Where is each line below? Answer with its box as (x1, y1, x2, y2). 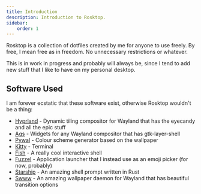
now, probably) (14, 162, 53, 169)
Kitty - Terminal (14, 143, 54, 150)
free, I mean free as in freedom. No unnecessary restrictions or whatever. (6, 48, 188, 56)
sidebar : (6, 20, 28, 26)
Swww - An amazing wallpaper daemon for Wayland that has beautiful (14, 175, 189, 182)
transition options (14, 181, 59, 189)
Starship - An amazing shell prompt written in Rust (14, 168, 140, 175)
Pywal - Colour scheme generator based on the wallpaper (14, 137, 158, 144)
